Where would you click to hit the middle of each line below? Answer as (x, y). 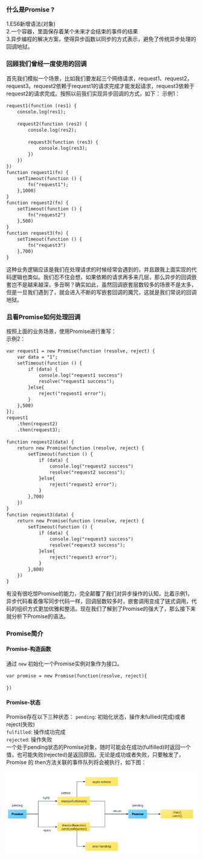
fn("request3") (47, 245)
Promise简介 (25, 633)
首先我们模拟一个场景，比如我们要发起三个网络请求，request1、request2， (99, 78)
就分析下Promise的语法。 (38, 616)
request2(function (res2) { (52, 124)
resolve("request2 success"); (87, 472)
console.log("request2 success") (92, 466)
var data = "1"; (38, 357)
